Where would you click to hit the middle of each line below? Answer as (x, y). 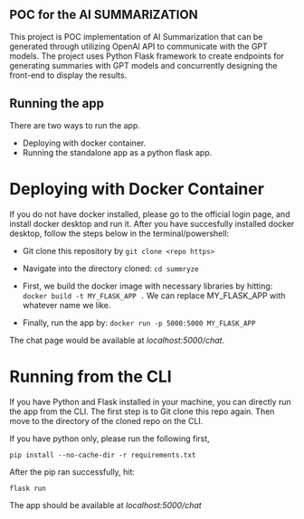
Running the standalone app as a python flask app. (117, 152)
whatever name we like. (66, 305)
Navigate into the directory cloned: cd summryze (110, 268)
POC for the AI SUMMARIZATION (104, 15)
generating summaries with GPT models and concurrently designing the (143, 65)
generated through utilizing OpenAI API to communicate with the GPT (139, 46)
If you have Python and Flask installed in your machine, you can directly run (150, 401)
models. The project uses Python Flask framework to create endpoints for (147, 56)
